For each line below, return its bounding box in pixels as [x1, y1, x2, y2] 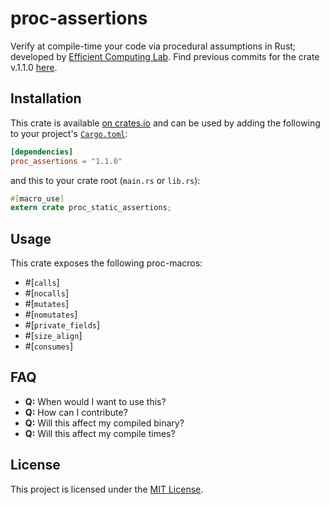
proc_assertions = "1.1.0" [10, 156, 123, 166]
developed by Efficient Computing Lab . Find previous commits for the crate [10, 50, 320, 62]
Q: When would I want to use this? [24, 395, 167, 407]
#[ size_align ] [24, 330, 83, 342]
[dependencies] [10, 147, 74, 157]
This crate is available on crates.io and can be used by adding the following [10, 117, 321, 129]
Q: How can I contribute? [24, 406, 128, 418]
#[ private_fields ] [24, 319, 101, 331]
